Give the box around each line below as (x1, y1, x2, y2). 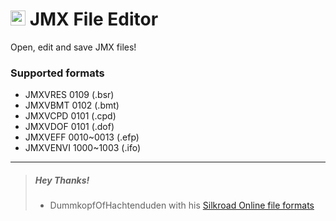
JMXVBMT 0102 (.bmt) (24, 99, 120, 112)
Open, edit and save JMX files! (10, 41, 137, 53)
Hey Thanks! (34, 174, 90, 186)
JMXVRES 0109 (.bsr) (24, 89, 115, 101)
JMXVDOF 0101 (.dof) (24, 121, 115, 133)
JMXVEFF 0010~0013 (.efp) (24, 131, 140, 143)
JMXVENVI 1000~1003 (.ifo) (24, 142, 142, 154)
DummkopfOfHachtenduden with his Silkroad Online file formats (49, 199, 315, 212)
